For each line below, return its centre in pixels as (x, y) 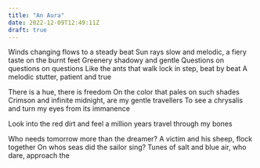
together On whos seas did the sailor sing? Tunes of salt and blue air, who (127, 147)
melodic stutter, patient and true (60, 77)
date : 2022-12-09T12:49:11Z (54, 23)
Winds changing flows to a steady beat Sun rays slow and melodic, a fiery (127, 52)
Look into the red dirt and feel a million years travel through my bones (120, 124)
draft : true (27, 30)
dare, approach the (39, 155)
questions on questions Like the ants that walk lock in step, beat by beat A (128, 69)
